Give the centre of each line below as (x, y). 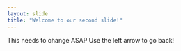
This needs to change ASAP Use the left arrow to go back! (91, 40)
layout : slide (28, 14)
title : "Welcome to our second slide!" (65, 20)
